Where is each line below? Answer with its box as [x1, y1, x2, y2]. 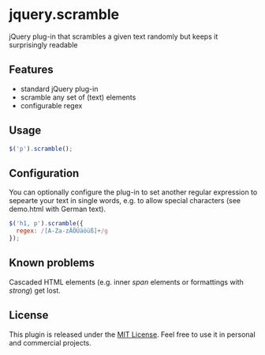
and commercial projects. [9, 338, 91, 347]
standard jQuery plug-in [20, 84, 99, 93]
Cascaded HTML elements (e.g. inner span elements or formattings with [9, 277, 244, 286]
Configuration [9, 166, 80, 179]
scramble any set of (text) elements [20, 93, 136, 102]
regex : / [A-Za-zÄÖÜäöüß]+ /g [16, 227, 109, 235]
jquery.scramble [9, 6, 120, 24]
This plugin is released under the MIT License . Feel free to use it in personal [9, 330, 256, 339]
